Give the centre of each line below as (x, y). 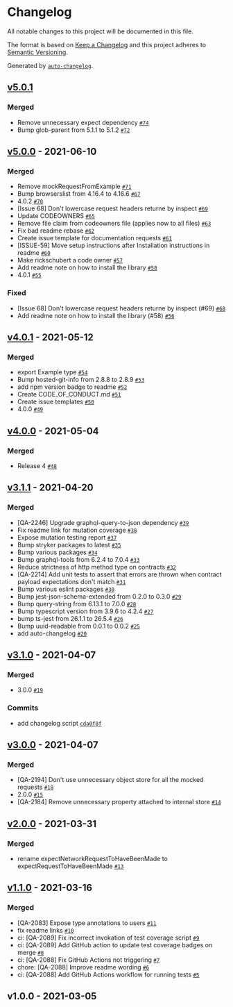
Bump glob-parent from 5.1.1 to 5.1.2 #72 (74, 130)
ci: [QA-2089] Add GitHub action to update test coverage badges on (115, 944)
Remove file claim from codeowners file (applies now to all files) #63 (114, 224)
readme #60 (34, 253)
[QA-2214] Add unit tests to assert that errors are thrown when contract (119, 574)
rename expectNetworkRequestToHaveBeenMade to (92, 859)
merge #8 (31, 952)
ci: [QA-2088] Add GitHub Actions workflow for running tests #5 (108, 974)
